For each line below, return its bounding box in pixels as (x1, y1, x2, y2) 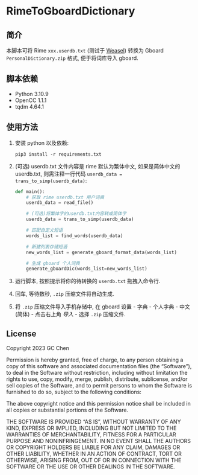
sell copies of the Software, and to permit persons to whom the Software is (6, 382, 193, 389)
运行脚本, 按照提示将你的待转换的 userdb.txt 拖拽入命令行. (14, 278, 161, 285)
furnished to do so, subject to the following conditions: (6, 388, 141, 396)
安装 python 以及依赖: (14, 139, 69, 146)
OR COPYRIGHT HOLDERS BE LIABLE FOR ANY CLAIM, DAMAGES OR (6, 444, 181, 451)
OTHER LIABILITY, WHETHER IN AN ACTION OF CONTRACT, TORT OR (6, 450, 182, 457)
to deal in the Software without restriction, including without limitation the (6, 369, 188, 377)
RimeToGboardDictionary (6, 4, 135, 18)
